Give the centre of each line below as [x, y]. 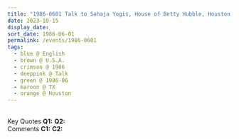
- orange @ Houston [43, 93]
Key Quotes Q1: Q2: [36, 121]
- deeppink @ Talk [41, 73]
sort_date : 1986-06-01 [41, 34]
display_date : [28, 27]
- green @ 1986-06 [41, 80]
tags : [15, 47]
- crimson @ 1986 [39, 67]
